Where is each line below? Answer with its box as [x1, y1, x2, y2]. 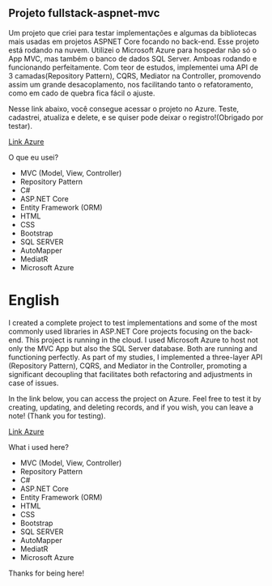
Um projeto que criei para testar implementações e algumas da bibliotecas [8, 28, 257, 37]
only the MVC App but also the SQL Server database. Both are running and [8, 343, 257, 353]
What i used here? [8, 442, 69, 452]
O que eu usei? [8, 152, 59, 162]
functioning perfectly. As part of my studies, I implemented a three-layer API [8, 352, 263, 362]
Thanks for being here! [8, 568, 85, 578]
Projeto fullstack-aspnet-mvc [8, 6, 160, 20]
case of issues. [8, 378, 59, 388]
